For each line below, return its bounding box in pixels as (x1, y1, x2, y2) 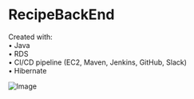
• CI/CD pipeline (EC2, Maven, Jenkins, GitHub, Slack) (8, 57, 188, 67)
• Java (8, 40, 30, 49)
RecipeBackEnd (8, 6, 115, 24)
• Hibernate (8, 65, 47, 75)
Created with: (8, 32, 53, 42)
